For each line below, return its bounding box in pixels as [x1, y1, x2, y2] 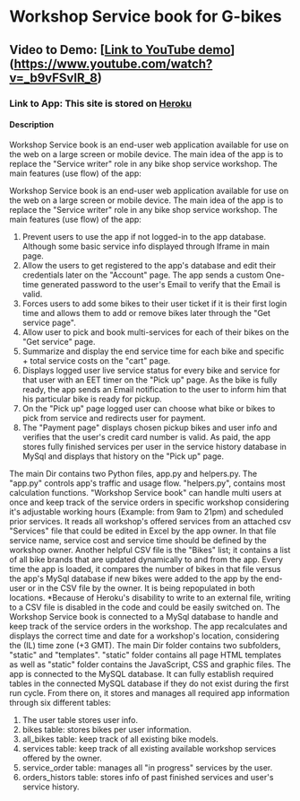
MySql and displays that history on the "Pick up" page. [21, 451, 224, 462]
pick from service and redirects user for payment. [21, 412, 206, 423]
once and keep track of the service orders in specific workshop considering [9, 497, 289, 507]
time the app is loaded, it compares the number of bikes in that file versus [9, 563, 281, 574]
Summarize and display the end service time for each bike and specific [21, 346, 285, 356]
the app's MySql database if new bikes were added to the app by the [9, 573, 263, 584]
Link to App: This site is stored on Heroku [9, 97, 193, 110]
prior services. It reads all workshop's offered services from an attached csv [9, 515, 292, 526]
